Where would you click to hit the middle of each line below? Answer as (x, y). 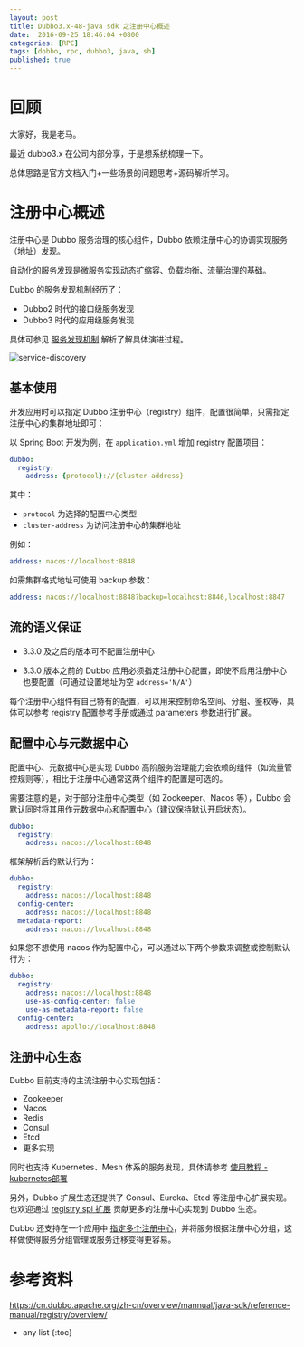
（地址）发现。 (37, 251)
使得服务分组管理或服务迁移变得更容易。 (100, 1240)
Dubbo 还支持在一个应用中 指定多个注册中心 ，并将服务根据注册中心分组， (147, 1228)
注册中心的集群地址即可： (57, 423)
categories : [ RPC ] (44, 43)
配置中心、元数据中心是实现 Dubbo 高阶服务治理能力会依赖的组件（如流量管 (151, 767)
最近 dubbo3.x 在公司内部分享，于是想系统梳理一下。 (109, 153)
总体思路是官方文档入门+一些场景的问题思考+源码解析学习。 (122, 172)
